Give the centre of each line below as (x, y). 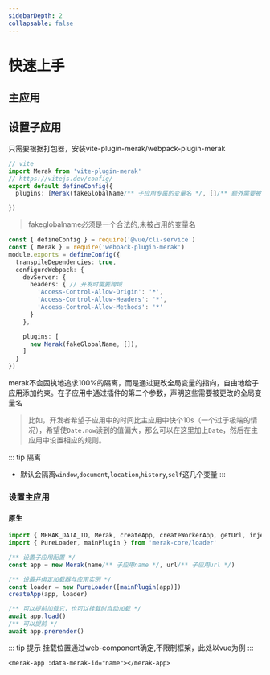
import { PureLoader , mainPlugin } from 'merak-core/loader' (113, 543)
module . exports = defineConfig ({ (64, 254)
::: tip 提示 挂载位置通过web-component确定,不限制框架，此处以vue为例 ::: (131, 648)
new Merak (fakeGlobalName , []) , (84, 344)
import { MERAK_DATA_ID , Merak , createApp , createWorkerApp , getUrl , (127, 536)
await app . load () (37, 616)
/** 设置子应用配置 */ (42, 557)
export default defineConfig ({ (61, 186)
